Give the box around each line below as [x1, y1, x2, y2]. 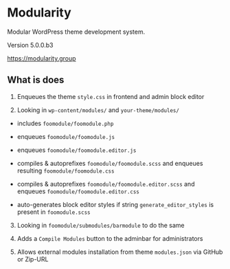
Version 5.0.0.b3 [7, 41, 54, 49]
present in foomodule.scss [16, 208, 91, 216]
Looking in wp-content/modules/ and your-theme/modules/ [16, 105, 180, 114]
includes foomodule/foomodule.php [16, 119, 114, 127]
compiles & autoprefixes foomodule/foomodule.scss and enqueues [16, 159, 204, 167]
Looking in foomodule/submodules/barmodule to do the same [16, 221, 185, 229]
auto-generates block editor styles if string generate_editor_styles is [16, 200, 214, 208]
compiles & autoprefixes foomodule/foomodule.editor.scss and [16, 180, 195, 188]
